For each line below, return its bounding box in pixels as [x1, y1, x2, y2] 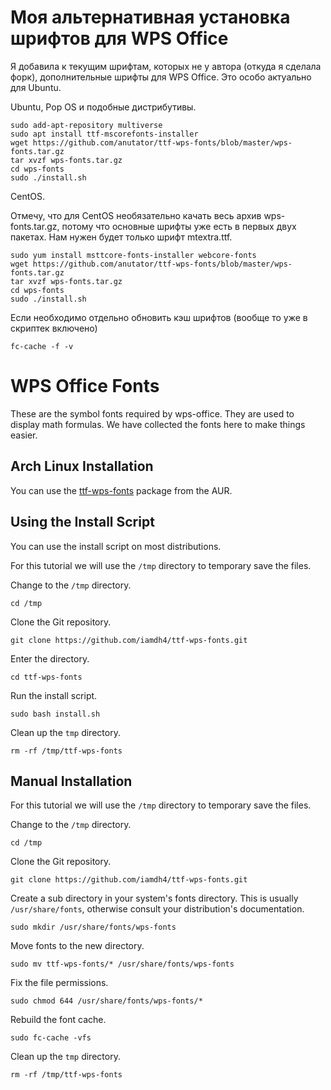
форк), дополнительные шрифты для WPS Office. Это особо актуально [10, 71, 312, 83]
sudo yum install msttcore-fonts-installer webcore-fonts [10, 250, 257, 260]
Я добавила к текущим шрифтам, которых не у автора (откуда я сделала [10, 60, 322, 72]
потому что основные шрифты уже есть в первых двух [61, 220, 297, 232]
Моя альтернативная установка [10, 6, 291, 29]
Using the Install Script [10, 514, 155, 531]
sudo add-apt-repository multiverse [10, 120, 163, 130]
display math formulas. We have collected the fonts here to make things [10, 418, 306, 430]
